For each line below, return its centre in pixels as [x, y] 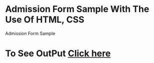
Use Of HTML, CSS [45, 20]
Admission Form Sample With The [77, 9]
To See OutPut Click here [58, 54]
